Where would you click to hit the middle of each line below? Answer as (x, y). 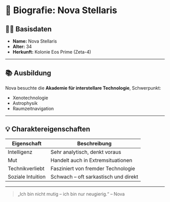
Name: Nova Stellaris (35, 41)
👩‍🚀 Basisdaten (29, 29)
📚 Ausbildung (28, 73)
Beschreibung (94, 143)
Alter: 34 (22, 47)
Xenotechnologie (30, 98)
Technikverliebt (26, 168)
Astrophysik (25, 103)
